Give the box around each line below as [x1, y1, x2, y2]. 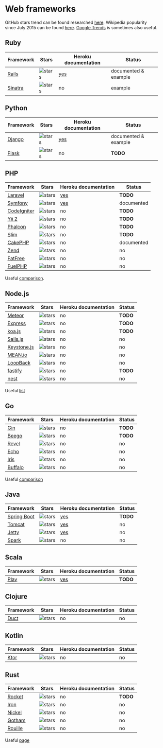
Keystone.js [7, 344, 34, 350]
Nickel [7, 709, 22, 716]
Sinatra [7, 84, 24, 91]
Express [7, 320, 26, 327]
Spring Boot [7, 513, 35, 520]
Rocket [7, 694, 23, 700]
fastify [7, 367, 22, 374]
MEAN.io [7, 351, 28, 358]
